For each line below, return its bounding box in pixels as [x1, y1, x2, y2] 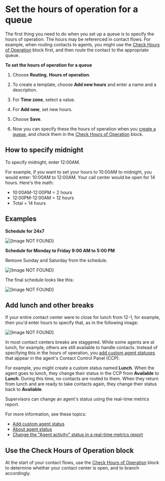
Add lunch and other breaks [5, 301, 94, 309]
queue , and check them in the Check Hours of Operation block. [12, 131, 144, 137]
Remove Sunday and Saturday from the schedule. [5, 257, 108, 263]
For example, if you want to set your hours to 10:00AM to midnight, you [5, 169, 152, 175]
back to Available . [5, 386, 43, 392]
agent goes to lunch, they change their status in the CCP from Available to [5, 370, 159, 376]
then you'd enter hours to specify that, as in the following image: [5, 319, 139, 326]
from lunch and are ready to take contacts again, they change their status [5, 381, 157, 387]
